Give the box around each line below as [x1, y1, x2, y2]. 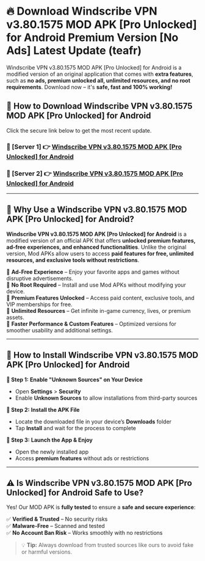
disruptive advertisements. [6, 274, 73, 282]
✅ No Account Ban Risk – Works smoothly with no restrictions [6, 529, 163, 537]
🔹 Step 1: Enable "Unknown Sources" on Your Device [6, 376, 143, 383]
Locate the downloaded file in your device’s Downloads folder [15, 417, 172, 425]
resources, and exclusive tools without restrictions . [6, 256, 140, 263]
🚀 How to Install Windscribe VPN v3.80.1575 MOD [6, 350, 199, 361]
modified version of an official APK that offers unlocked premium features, [6, 237, 196, 244]
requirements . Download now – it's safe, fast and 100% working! [6, 83, 173, 90]
